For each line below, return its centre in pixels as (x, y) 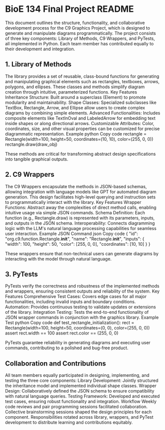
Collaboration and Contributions (56, 363)
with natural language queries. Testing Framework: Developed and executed (82, 396)
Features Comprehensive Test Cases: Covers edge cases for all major (76, 297)
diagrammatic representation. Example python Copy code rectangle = (76, 133)
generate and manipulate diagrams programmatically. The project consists (81, 33)
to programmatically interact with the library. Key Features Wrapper (73, 202)
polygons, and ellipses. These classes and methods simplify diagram (75, 87)
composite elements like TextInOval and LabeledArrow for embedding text (81, 118)
